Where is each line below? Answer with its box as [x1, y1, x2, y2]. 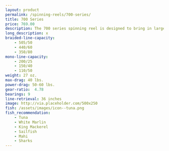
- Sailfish [14, 129, 37, 134]
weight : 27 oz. [5, 73, 37, 78]
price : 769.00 [5, 21, 35, 27]
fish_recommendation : [5, 110, 51, 116]
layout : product [5, 7, 39, 13]
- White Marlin [14, 119, 46, 125]
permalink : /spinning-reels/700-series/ [5, 12, 92, 17]
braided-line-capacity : [5, 36, 55, 41]
